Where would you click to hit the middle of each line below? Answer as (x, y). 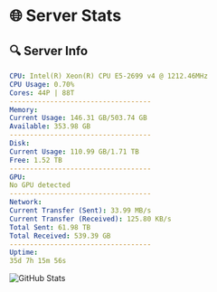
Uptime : (24, 253)
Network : (26, 203)
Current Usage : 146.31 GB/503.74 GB (78, 118)
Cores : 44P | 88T (42, 93)
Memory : (24, 109)
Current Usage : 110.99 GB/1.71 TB (75, 151)
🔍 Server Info (49, 51)
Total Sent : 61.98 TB (50, 227)
